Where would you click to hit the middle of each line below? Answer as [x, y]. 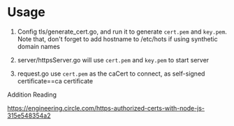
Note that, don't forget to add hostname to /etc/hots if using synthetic [117, 38]
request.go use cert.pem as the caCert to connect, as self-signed [111, 73]
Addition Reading [32, 94]
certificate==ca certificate [55, 80]
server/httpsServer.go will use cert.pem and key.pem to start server [113, 59]
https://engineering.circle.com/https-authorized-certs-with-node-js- [106, 108]
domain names [39, 46]
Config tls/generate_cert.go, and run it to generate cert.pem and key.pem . [122, 31]
